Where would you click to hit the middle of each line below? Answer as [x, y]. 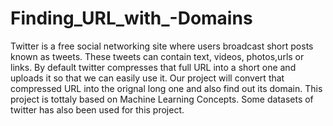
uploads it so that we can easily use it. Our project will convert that [147, 78]
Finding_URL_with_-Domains [131, 18]
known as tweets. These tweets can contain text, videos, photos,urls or [157, 56]
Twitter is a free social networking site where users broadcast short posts [162, 46]
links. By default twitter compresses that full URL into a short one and [153, 67]
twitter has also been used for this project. [97, 109]
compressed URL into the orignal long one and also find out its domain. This [166, 88]
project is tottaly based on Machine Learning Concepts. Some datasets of [162, 99]
